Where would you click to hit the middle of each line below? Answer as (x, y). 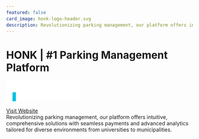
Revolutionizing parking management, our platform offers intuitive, (87, 117)
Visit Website (22, 111)
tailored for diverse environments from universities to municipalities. (89, 130)
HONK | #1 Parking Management (87, 55)
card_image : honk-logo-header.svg (49, 19)
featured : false (26, 12)
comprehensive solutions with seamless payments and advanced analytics (97, 124)
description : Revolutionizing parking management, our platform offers (96, 25)
